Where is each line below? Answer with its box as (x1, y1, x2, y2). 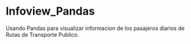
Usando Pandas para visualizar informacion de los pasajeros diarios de (6, 24, 185, 32)
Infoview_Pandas (6, 4, 95, 18)
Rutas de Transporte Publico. (6, 31, 79, 38)
